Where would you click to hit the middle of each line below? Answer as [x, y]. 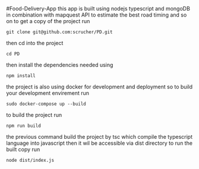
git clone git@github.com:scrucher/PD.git [59, 32]
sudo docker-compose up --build [46, 104]
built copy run [23, 149]
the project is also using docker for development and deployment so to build [99, 87]
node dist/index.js [30, 160]
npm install [21, 76]
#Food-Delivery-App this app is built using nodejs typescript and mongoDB [98, 9]
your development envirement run [48, 93]
